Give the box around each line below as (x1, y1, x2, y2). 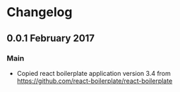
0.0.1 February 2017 (6, 32, 95, 44)
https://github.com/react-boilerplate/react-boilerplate (16, 77, 173, 85)
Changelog (6, 4, 73, 20)
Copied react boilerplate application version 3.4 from (16, 69, 171, 77)
